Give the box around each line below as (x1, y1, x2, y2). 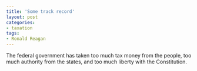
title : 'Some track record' (6, 8, 75, 15)
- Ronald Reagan (6, 36, 46, 42)
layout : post (6, 14, 38, 20)
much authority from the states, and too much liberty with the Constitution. (6, 58, 187, 65)
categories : (6, 19, 35, 25)
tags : (6, 31, 19, 36)
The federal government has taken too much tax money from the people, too (6, 52, 192, 59)
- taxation (6, 25, 33, 31)
